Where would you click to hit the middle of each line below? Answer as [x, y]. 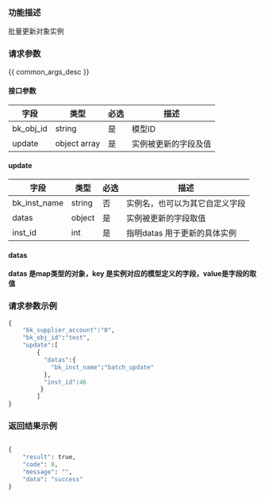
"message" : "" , [48, 472]
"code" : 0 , [40, 465]
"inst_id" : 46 [65, 382]
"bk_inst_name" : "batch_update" [102, 367]
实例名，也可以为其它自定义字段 [186, 203]
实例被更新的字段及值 [171, 144]
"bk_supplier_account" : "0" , [69, 331]
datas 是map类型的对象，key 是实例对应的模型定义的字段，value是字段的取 [132, 274]
